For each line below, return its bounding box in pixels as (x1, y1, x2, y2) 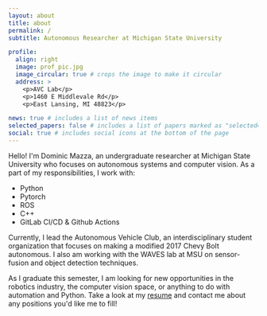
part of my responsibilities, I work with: (8, 168, 135, 178)
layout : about (8, 11, 56, 20)
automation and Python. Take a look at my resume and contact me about (8, 290, 246, 299)
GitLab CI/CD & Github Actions (19, 217, 120, 227)
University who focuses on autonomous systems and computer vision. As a (8, 159, 255, 169)
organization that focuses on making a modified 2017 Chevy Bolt (8, 240, 220, 251)
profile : (8, 49, 37, 57)
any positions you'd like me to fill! (8, 298, 118, 308)
